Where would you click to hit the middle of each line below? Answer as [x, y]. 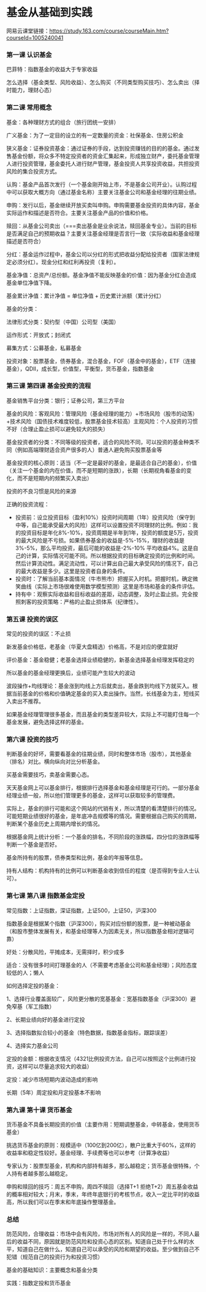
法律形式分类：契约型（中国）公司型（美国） [63, 322]
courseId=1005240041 [35, 37]
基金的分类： [22, 308]
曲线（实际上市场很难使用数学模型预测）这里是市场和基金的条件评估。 [109, 586]
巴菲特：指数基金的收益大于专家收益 [52, 69]
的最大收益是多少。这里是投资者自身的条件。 [72, 571]
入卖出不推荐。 [25, 702]
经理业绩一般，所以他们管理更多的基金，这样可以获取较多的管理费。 [92, 796]
